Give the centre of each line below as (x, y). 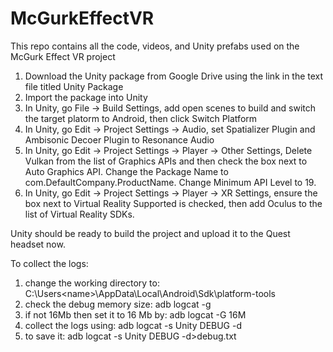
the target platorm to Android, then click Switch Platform (141, 118)
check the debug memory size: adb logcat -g (118, 304)
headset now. (38, 244)
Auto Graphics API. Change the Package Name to (126, 171)
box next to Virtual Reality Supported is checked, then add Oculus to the (173, 203)
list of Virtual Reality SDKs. (79, 214)
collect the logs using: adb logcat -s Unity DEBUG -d (133, 325)
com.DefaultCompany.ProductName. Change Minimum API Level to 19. (170, 182)
